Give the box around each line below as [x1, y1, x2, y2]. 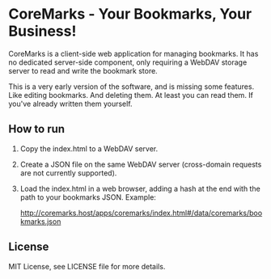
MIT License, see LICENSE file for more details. [8, 261, 166, 271]
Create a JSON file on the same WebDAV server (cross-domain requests [19, 159, 262, 169]
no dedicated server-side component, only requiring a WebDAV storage [8, 57, 248, 67]
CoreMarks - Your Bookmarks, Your [8, 5, 252, 23]
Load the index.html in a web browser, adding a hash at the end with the [19, 184, 260, 193]
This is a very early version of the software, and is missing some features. [8, 82, 255, 91]
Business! [8, 22, 77, 40]
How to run [8, 122, 66, 136]
